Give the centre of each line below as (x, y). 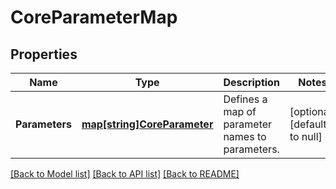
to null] (306, 136)
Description (251, 82)
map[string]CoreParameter (147, 124)
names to (245, 136)
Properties (44, 54)
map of (240, 111)
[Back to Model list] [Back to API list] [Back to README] (125, 174)
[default (308, 124)
